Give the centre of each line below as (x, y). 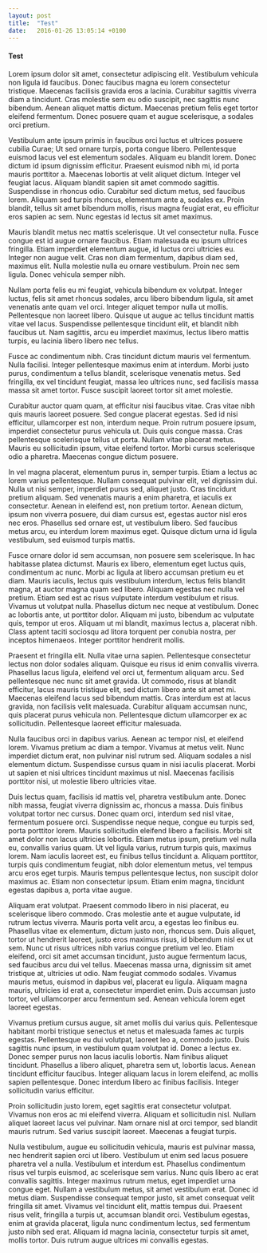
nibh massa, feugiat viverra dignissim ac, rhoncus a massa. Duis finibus (126, 805)
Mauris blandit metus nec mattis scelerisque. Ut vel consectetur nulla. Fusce (133, 231)
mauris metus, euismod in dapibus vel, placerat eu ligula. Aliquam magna (128, 982)
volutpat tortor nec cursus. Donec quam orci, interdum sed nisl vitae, (121, 813)
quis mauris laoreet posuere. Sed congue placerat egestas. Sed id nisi (123, 414)
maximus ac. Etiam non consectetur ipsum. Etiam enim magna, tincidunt (126, 881)
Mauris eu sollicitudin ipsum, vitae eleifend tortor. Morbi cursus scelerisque (132, 448)
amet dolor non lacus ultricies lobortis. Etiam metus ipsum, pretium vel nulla (132, 839)
